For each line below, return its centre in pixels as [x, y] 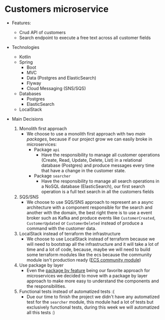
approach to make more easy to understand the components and [93, 281]
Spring [26, 62]
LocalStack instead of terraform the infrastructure [70, 233]
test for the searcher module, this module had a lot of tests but [90, 302]
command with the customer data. [62, 228]
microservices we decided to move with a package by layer [87, 275]
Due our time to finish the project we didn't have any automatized [93, 297]
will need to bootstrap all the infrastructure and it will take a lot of [93, 244]
